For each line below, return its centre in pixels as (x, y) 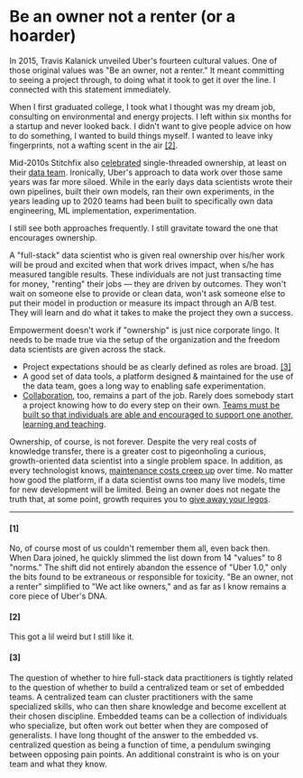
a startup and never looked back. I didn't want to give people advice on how (151, 126)
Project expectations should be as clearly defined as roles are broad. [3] (156, 366)
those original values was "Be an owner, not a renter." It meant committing (147, 70)
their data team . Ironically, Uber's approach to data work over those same (146, 172)
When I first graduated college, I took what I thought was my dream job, (142, 106)
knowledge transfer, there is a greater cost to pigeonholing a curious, (138, 451)
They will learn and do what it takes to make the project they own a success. (151, 312)
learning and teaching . (64, 424)
